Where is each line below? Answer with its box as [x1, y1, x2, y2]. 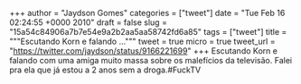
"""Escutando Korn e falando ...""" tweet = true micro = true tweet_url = [9, 36, 276, 46]
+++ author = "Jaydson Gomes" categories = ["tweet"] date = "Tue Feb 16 [9, 8, 286, 18]
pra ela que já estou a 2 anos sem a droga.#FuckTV [9, 64, 202, 75]
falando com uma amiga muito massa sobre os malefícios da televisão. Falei [9, 55, 292, 65]
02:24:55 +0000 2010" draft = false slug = [9, 17, 167, 28]
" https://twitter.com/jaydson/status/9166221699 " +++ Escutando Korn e [9, 46, 278, 56]
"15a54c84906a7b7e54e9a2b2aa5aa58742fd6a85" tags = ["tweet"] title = [9, 27, 287, 37]
